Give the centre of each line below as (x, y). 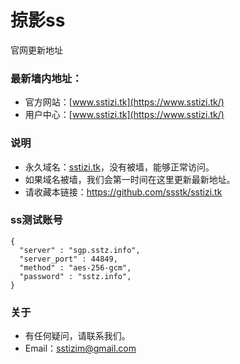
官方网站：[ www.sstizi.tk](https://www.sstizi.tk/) (124, 102)
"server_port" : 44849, (68, 259)
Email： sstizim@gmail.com (80, 348)
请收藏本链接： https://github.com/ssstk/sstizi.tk (123, 192)
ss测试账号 (36, 220)
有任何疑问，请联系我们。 (77, 336)
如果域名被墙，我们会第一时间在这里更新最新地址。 (130, 179)
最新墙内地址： (46, 78)
